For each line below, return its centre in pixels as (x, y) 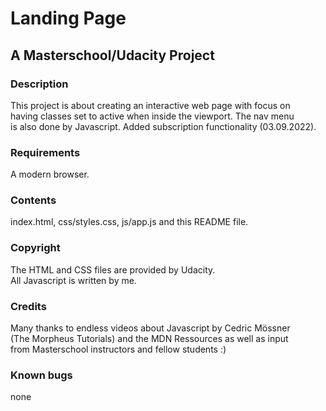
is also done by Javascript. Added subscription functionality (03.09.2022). (163, 126)
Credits (28, 306)
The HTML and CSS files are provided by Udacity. (113, 269)
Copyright (35, 248)
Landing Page (68, 18)
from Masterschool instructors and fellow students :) (118, 349)
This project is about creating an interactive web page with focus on (150, 105)
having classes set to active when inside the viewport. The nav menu (152, 116)
